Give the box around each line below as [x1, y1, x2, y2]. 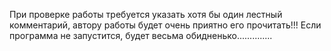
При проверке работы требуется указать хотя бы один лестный [9, 9, 283, 20]
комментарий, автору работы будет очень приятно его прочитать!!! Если [9, 19, 322, 31]
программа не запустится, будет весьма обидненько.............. [9, 30, 273, 41]
